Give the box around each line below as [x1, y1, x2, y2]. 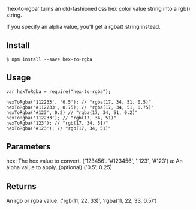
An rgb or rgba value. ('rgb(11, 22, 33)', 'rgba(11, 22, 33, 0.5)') [6, 197, 157, 205]
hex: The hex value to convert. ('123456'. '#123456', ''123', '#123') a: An [6, 157, 183, 164]
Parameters [6, 142, 51, 152]
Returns [6, 181, 37, 191]
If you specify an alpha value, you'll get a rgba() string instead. [6, 23, 161, 30]
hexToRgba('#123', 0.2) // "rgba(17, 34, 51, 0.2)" [6, 109, 138, 116]
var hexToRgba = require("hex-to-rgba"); [6, 88, 111, 95]
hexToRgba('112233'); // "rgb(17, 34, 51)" [6, 115, 117, 121]
